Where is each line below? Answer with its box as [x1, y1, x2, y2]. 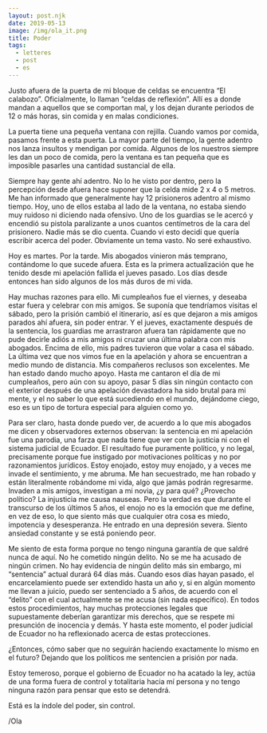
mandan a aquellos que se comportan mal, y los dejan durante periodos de [8, 102, 254, 112]
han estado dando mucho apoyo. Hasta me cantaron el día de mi [8, 368, 221, 378]
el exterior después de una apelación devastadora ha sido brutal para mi [8, 385, 246, 395]
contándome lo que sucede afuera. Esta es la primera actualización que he [8, 259, 254, 269]
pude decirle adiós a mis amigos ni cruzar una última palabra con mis [8, 334, 237, 344]
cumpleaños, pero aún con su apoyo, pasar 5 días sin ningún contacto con [8, 376, 253, 386]
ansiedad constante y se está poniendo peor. [8, 528, 157, 538]
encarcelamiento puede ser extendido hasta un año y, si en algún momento [8, 577, 256, 588]
